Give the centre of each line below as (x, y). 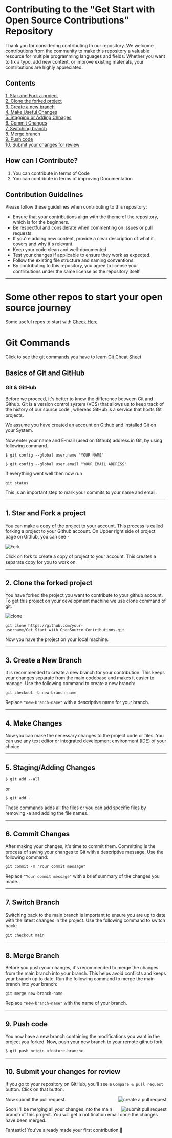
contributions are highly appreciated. (44, 67)
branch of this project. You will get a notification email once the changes (82, 1115)
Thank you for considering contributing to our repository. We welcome (79, 45)
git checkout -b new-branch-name (41, 693)
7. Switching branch (26, 128)
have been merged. (26, 1120)
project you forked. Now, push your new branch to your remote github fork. (84, 1042)
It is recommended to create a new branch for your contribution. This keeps (85, 673)
